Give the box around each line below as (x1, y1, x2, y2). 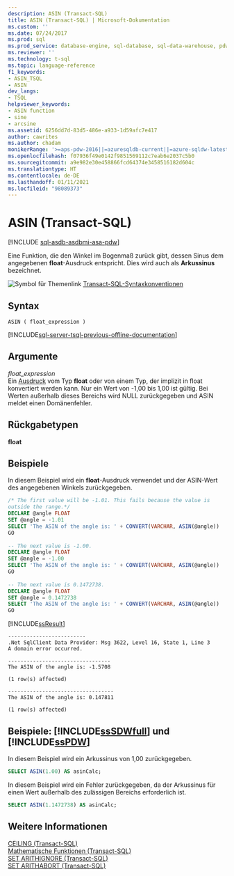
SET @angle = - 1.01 (8, 517, 65, 524)
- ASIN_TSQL (8, 75, 42, 82)
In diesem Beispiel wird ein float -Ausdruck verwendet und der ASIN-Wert (8, 476, 218, 485)
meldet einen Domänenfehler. (8, 398, 92, 407)
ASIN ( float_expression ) (8, 318, 86, 325)
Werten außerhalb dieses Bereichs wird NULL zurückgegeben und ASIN (8, 391, 214, 400)
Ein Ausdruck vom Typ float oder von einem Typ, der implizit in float (8, 377, 203, 385)
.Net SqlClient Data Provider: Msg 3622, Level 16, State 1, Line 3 (8, 639, 210, 646)
